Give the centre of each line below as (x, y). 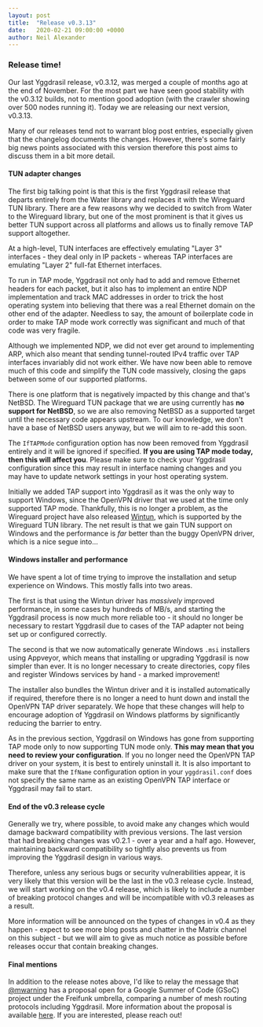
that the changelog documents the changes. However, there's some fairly (127, 139)
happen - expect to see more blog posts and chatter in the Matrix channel (128, 929)
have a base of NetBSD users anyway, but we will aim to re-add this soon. (128, 427)
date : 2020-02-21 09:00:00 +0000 (66, 30)
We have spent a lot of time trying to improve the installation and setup (122, 577)
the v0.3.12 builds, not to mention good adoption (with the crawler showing (129, 98)
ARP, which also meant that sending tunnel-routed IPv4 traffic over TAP (124, 354)
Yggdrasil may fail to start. (50, 788)
